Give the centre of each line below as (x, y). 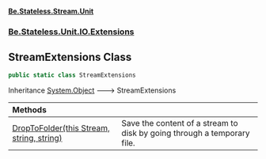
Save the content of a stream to (180, 123)
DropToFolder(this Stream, (61, 128)
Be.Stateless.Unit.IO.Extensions (71, 32)
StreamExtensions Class (70, 57)
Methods (30, 110)
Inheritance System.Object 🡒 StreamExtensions (92, 90)
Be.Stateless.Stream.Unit (51, 11)
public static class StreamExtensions (72, 75)
